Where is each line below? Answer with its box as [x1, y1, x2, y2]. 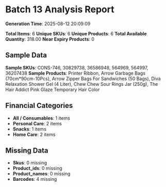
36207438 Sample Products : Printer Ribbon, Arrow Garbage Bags [5, 70, 145, 76]
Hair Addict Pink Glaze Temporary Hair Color [5, 86, 100, 92]
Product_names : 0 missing [12, 171, 71, 177]
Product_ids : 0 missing [12, 165, 63, 172]
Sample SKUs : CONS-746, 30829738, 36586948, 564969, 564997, [5, 64, 149, 70]
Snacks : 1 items [12, 126, 47, 132]
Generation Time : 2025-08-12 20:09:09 [5, 21, 91, 27]
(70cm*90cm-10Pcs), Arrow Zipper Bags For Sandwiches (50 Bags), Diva [5, 76, 161, 82]
